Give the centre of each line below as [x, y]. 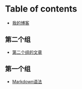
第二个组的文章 [27, 52]
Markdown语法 [27, 81]
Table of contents [41, 9]
